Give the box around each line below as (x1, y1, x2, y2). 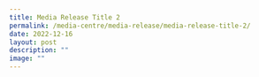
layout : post (9, 37, 57, 47)
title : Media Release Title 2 (9, 12, 121, 22)
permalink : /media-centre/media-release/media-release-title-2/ (9, 21, 251, 30)
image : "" (9, 54, 46, 63)
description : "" (9, 46, 69, 55)
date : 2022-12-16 (9, 29, 73, 38)
